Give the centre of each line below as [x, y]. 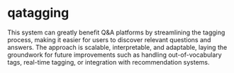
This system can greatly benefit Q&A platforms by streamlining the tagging [116, 32]
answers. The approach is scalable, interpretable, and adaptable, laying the [117, 47]
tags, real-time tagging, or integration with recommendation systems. [109, 62]
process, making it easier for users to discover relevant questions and [109, 39]
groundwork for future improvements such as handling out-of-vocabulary [115, 55]
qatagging [38, 13]
